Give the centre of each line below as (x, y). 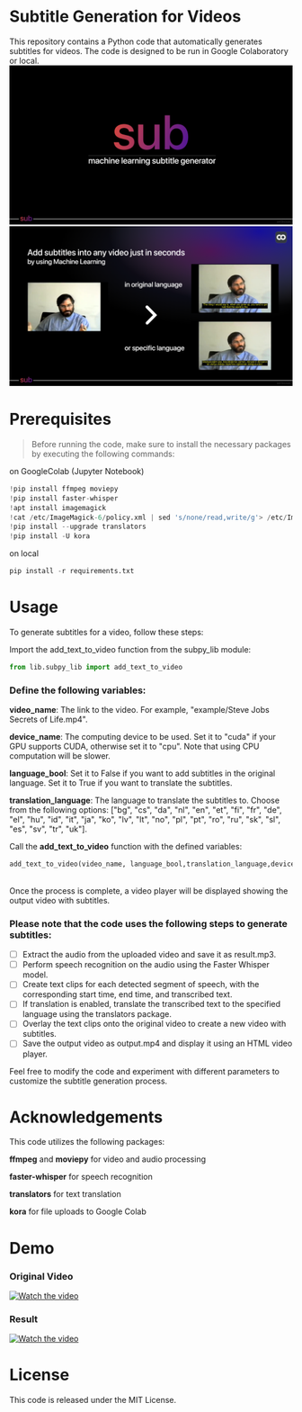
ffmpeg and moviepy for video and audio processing (108, 1159)
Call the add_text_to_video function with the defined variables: (126, 847)
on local (24, 553)
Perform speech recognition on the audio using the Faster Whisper (146, 965)
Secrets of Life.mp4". (49, 719)
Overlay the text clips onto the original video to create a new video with (154, 1024)
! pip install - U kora (50, 536)
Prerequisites (61, 419)
